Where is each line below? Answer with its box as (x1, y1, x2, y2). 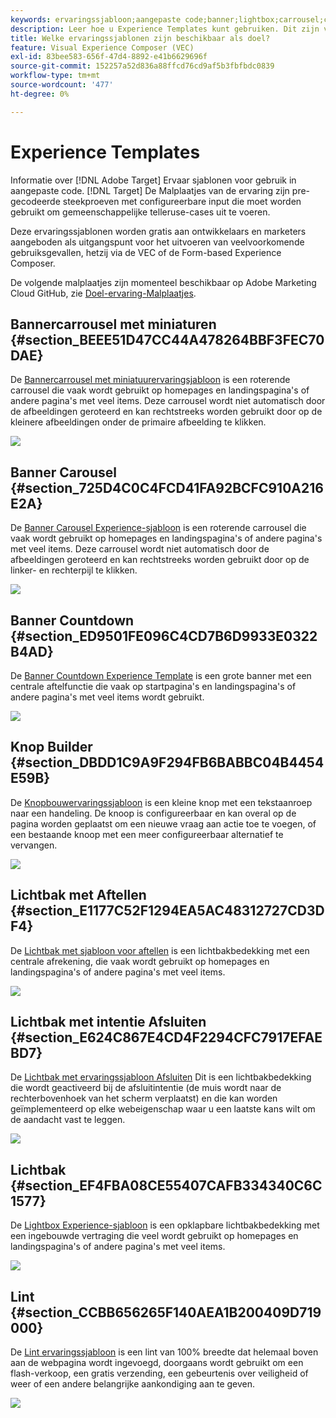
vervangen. (10, 839, 58, 851)
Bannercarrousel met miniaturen (10, 316, 217, 333)
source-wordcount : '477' (10, 80, 114, 90)
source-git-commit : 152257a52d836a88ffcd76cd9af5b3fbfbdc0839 (10, 61, 275, 71)
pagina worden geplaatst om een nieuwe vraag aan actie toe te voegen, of (10, 817, 317, 830)
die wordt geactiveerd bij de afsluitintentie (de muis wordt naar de (10, 1082, 282, 1094)
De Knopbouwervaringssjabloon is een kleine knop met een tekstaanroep (10, 796, 313, 808)
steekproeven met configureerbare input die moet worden (62, 195, 302, 207)
